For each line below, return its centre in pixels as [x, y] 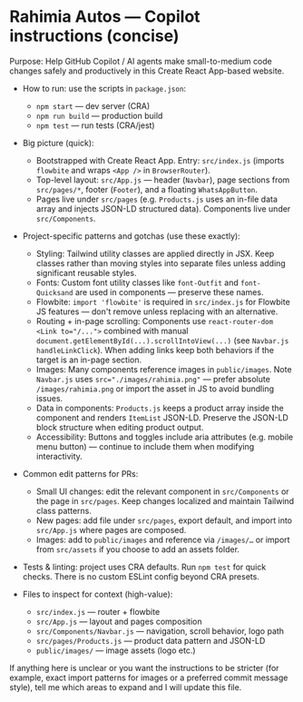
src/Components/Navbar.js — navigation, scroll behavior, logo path [160, 631]
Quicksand [55, 292]
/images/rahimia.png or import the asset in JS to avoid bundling [155, 389]
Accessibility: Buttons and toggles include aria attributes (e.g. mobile [164, 437]
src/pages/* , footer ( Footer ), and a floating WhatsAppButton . [147, 189]
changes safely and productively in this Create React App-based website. [147, 71]
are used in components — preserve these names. [169, 292]
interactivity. [59, 456]
